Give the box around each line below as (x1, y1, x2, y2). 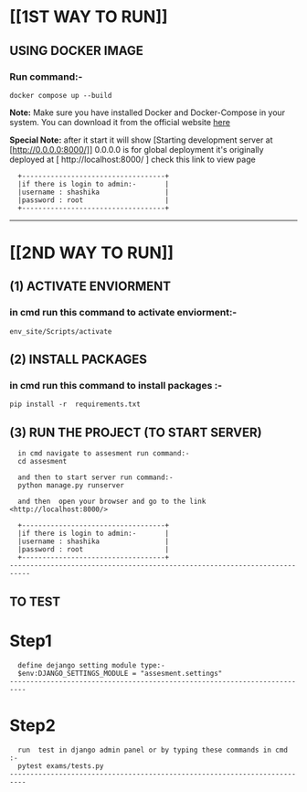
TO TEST (9, 594, 61, 609)
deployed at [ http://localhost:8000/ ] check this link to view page (9, 154, 256, 165)
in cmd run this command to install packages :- (9, 380, 222, 392)
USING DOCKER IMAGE (9, 43, 144, 59)
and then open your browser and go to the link (17, 497, 206, 507)
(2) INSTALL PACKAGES (9, 352, 148, 368)
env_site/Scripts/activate (9, 326, 112, 336)
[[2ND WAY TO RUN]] (9, 242, 175, 263)
